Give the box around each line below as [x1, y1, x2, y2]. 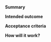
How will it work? [5, 33, 40, 38]
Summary [5, 4, 25, 10]
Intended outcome [5, 14, 43, 19]
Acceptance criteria [5, 23, 46, 29]
